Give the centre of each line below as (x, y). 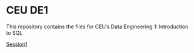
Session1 (17, 44)
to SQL (14, 32)
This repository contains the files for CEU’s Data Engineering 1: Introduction (97, 26)
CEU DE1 (27, 10)
